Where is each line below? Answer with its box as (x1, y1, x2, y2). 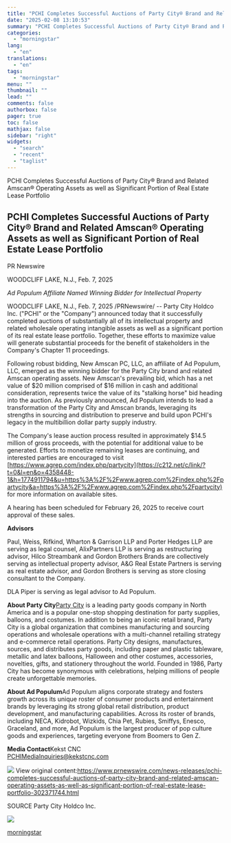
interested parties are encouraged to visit (7, 453, 124, 462)
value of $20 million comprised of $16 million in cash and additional (7, 381, 198, 390)
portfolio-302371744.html (7, 788, 79, 797)
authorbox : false (7, 106, 57, 113)
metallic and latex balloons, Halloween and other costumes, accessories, (7, 652, 213, 660)
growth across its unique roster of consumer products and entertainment (7, 695, 214, 703)
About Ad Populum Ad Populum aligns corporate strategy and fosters (7, 687, 203, 695)
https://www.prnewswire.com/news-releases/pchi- (77, 766, 222, 775)
